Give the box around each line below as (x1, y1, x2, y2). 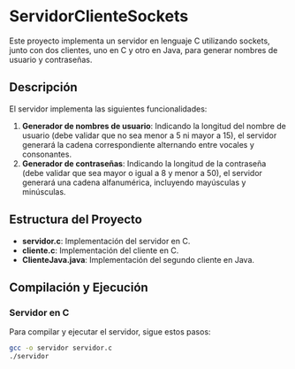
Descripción (9, 80, 78, 95)
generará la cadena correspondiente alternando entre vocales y (21, 139, 254, 150)
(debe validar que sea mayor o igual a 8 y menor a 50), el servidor (21, 167, 263, 178)
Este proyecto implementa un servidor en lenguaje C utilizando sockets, (9, 35, 271, 46)
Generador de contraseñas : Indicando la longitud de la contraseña (21, 158, 267, 169)
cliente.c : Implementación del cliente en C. (21, 245, 179, 256)
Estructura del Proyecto (9, 212, 143, 227)
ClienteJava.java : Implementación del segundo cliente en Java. (21, 254, 254, 265)
